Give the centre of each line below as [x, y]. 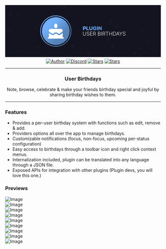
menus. [20, 154]
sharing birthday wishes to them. [83, 95]
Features [16, 112]
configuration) [27, 144]
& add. [19, 128]
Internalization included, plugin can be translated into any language [81, 160]
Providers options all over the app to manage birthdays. [69, 134]
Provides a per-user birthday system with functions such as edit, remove [86, 123]
